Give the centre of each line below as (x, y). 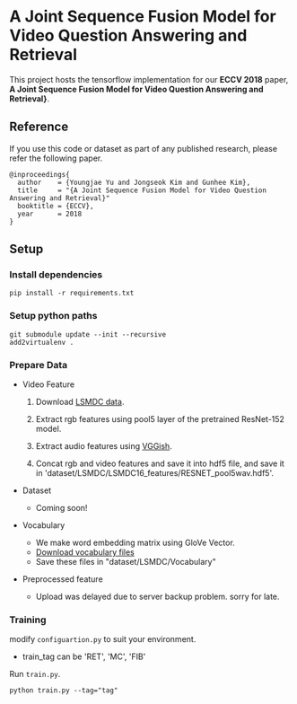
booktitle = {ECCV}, (56, 206)
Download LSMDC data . (80, 402)
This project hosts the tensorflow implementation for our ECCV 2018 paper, (149, 79)
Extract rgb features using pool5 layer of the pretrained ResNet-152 (160, 419)
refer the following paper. (56, 158)
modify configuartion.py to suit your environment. (103, 639)
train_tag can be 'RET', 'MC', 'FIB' (84, 656)
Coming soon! (61, 508)
